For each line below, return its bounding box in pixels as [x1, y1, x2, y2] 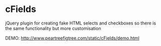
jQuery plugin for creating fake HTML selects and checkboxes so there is [5, 20, 156, 26]
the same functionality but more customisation [5, 25, 101, 31]
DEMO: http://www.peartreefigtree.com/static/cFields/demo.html [5, 35, 139, 41]
